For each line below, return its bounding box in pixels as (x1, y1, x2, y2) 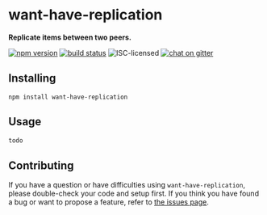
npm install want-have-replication (8, 93, 128, 101)
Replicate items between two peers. (8, 32, 131, 42)
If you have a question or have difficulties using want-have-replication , (8, 180, 246, 190)
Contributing (8, 158, 74, 172)
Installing (8, 71, 56, 86)
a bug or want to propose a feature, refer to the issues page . (8, 197, 210, 207)
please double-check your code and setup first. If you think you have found (8, 188, 260, 199)
